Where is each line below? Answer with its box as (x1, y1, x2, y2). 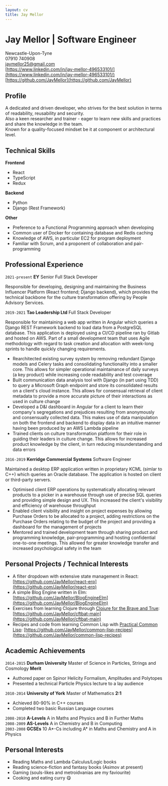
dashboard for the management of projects (12, 524, 102, 530)
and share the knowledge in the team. (5, 121, 84, 127)
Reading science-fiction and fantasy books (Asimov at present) (12, 764, 143, 770)
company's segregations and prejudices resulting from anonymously (12, 409, 154, 415)
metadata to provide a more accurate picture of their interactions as (12, 393, 153, 399)
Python (12, 200, 28, 206)
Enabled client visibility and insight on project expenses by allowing (12, 508, 152, 514)
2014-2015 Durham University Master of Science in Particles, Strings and (5, 660, 156, 666)
